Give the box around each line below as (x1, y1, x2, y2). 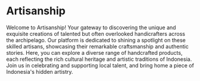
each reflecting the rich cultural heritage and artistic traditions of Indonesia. (6, 55, 192, 63)
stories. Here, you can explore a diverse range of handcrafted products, (6, 49, 183, 56)
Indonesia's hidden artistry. (6, 68, 73, 75)
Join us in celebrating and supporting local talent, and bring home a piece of (6, 61, 194, 69)
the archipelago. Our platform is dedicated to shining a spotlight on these (6, 36, 186, 43)
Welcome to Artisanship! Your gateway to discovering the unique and (6, 24, 176, 31)
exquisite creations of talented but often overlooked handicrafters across (6, 30, 186, 37)
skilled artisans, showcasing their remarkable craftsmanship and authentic (6, 43, 189, 50)
